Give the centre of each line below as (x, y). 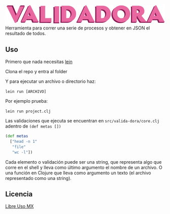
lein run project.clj (28, 111)
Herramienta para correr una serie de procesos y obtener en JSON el (78, 28)
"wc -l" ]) (22, 152)
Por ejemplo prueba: (27, 101)
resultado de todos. (26, 34)
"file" (19, 147)
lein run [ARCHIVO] (26, 92)
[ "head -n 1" (24, 142)
